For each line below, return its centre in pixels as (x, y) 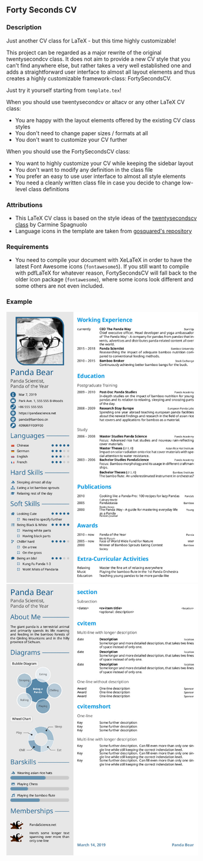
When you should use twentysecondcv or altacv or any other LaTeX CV (96, 102)
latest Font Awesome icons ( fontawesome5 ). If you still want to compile (102, 267)
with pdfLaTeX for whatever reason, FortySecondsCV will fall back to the (106, 273)
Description (24, 27)
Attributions (25, 205)
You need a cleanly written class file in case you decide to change (98, 183)
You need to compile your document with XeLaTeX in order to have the (104, 260)
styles (22, 127)
